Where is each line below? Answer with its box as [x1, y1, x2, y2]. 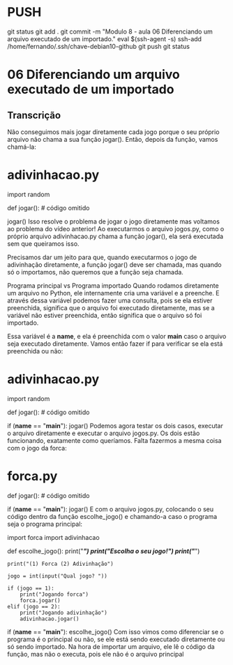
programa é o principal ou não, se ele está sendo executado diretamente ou [7, 635, 225, 643]
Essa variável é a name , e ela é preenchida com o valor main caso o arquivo [7, 332, 227, 340]
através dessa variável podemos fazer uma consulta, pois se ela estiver [7, 296, 213, 305]
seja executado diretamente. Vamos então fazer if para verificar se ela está [7, 339, 223, 348]
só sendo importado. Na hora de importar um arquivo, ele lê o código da [7, 642, 215, 650]
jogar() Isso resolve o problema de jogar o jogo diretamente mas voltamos [7, 217, 220, 226]
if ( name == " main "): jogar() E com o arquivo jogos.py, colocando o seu [7, 504, 214, 513]
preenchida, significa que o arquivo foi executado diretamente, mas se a [7, 303, 215, 312]
